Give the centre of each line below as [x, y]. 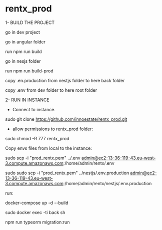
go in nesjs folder [23, 61]
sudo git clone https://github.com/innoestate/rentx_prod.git [66, 119]
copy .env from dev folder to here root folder [51, 90]
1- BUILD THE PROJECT [30, 22]
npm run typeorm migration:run [37, 222]
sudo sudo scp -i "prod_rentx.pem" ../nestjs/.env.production [67, 173]
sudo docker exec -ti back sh [35, 212]
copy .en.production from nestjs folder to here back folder [65, 80]
